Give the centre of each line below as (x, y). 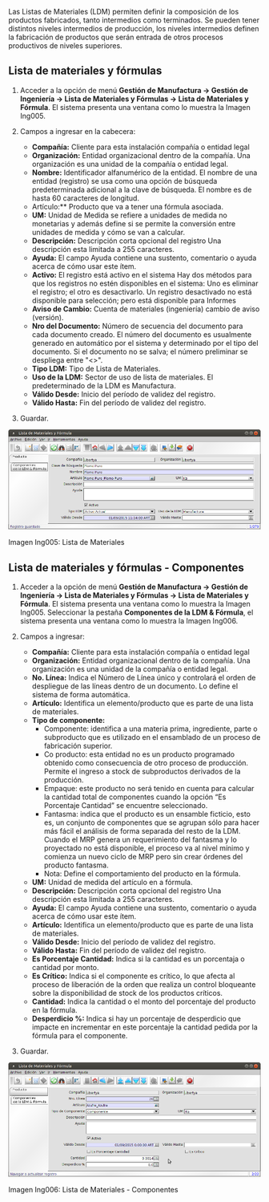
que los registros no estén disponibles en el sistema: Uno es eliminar (145, 283)
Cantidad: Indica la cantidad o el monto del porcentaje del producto (144, 1001)
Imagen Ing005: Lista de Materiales (66, 542)
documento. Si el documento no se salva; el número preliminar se (140, 351)
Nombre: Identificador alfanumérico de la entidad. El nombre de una (145, 173)
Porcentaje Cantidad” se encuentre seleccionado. (126, 806)
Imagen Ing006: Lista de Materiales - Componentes (93, 1190)
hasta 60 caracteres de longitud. (86, 198)
